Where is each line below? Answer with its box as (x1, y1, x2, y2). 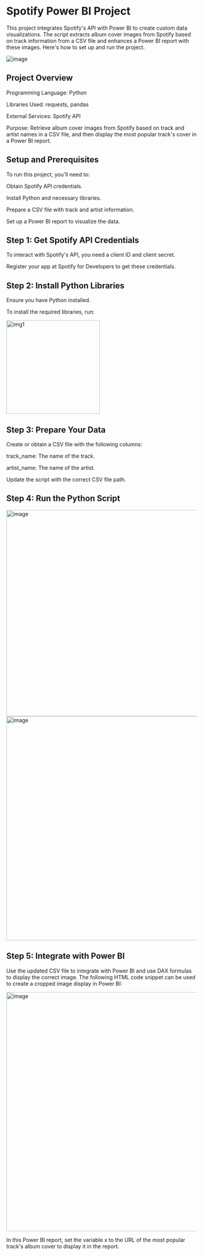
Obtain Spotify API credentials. (6, 182, 83, 190)
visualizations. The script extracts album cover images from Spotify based (6, 30, 192, 38)
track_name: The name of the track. (6, 452, 95, 460)
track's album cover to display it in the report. (6, 1243, 120, 1250)
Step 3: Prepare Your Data (6, 425, 106, 435)
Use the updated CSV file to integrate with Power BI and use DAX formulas (6, 967, 192, 974)
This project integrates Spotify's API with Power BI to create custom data (6, 24, 188, 31)
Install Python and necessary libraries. (6, 194, 101, 201)
